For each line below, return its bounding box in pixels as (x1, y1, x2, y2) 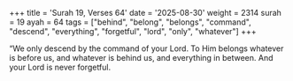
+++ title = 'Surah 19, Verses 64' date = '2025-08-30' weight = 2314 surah (9, 8, 281, 18)
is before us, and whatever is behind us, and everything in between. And (9, 53, 274, 63)
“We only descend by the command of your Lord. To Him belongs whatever (9, 43, 284, 54)
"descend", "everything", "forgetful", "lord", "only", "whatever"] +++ (9, 26, 257, 36)
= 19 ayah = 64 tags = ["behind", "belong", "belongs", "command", (9, 17, 251, 27)
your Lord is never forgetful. (9, 62, 112, 72)
